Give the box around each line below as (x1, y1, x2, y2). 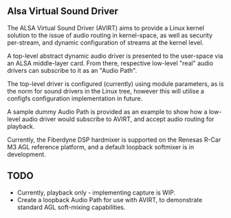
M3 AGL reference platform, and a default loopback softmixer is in (7, 142, 195, 151)
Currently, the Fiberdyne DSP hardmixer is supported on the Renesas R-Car (7, 135, 221, 144)
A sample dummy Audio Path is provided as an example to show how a (7, 107, 208, 116)
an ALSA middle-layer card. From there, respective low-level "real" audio (7, 58, 214, 67)
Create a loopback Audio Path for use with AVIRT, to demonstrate (16, 195, 203, 204)
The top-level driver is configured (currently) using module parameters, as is (7, 79, 224, 88)
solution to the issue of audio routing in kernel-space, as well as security (7, 31, 213, 39)
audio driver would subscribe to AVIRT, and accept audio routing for (21, 115, 214, 123)
